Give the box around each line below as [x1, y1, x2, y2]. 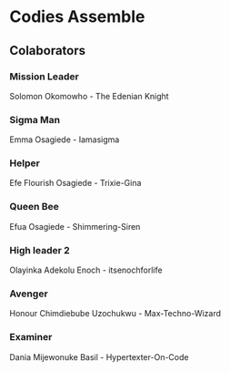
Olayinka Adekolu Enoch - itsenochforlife [9, 264, 163, 275]
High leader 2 [9, 243, 70, 256]
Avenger [9, 287, 48, 300]
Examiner [9, 331, 53, 344]
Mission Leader [9, 70, 79, 83]
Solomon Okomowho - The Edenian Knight [9, 90, 170, 101]
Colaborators [9, 43, 86, 58]
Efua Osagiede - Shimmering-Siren [9, 221, 141, 232]
